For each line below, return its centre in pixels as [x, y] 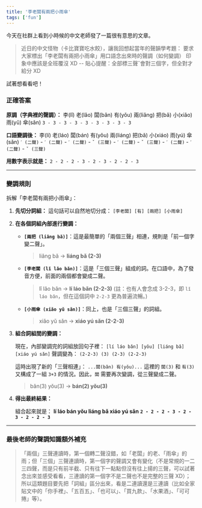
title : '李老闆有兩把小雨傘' [38, 12]
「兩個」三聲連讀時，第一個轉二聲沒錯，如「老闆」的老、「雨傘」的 [104, 454]
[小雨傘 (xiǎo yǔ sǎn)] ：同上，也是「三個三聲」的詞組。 [94, 309]
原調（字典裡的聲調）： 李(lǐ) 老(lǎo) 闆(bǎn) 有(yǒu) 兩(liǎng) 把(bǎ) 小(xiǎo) [99, 114]
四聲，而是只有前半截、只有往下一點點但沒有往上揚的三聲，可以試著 [111, 469]
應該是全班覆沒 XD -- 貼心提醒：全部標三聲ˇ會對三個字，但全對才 [112, 63]
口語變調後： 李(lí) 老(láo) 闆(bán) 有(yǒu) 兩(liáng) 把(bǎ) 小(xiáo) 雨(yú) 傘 [99, 135]
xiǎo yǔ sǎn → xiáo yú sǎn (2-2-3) [81, 321]
